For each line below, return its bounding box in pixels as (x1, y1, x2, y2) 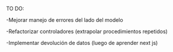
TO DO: (6, 5, 25, 12)
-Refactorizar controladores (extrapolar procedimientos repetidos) (6, 28, 168, 35)
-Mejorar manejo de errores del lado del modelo (6, 17, 123, 23)
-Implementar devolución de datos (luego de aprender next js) (6, 40, 158, 46)
